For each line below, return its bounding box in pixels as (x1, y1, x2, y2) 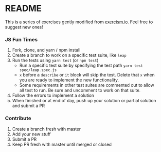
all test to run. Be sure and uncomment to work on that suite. (19, 88, 141, 93)
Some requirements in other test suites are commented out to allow (19, 82, 154, 88)
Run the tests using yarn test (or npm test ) (12, 58, 99, 63)
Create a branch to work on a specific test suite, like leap (12, 52, 126, 58)
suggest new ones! (5, 24, 43, 30)
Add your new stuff (12, 131, 51, 137)
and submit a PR (12, 103, 45, 109)
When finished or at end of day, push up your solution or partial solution (12, 98, 157, 104)
